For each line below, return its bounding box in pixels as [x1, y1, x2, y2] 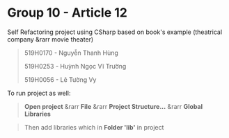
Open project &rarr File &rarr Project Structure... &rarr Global [24, 102, 203, 110]
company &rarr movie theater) [7, 35, 94, 43]
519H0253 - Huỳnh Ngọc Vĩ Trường [24, 62, 127, 70]
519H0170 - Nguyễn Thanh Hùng [24, 49, 118, 57]
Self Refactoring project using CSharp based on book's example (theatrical [7, 28, 223, 36]
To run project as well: [7, 89, 71, 97]
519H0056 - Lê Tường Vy [24, 75, 97, 84]
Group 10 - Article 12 [7, 5, 127, 21]
